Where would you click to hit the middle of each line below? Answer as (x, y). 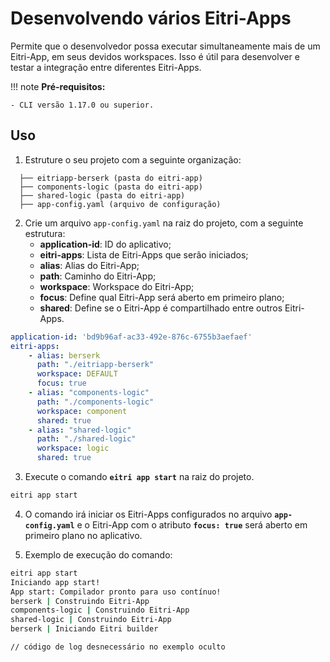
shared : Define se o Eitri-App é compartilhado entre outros (161, 308)
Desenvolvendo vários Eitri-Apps (151, 18)
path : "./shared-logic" (86, 439)
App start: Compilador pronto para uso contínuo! (116, 592)
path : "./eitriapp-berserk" (95, 365)
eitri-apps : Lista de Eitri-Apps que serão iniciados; (144, 254)
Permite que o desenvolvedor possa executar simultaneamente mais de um (165, 46)
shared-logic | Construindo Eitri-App (91, 620)
